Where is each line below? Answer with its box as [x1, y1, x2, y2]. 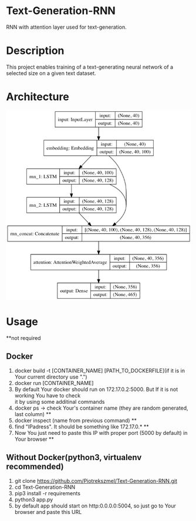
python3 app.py [14, 496, 53, 503]
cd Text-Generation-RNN [14, 483, 76, 491]
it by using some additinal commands [14, 398, 105, 405]
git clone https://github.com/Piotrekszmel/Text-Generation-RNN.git [14, 477, 177, 484]
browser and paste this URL [14, 508, 82, 515]
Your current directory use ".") [14, 373, 87, 380]
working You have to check [14, 391, 81, 399]
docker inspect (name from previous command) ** [14, 417, 137, 424]
